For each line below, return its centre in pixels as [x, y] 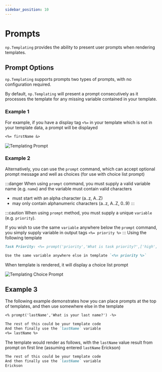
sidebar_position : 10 [27, 9]
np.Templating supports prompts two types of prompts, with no [68, 79]
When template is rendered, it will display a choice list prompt [67, 265]
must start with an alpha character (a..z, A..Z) [57, 198]
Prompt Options [30, 67]
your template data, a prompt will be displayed [52, 128]
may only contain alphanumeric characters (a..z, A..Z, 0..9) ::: [73, 203]
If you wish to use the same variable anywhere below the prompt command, [81, 227]
